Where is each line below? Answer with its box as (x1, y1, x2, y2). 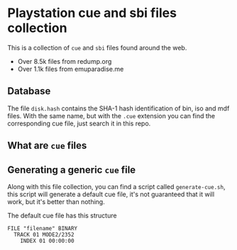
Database (7, 85, 51, 97)
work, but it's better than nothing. (7, 197, 105, 206)
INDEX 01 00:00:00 (20, 237, 75, 244)
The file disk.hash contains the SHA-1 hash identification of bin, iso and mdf (7, 104, 230, 113)
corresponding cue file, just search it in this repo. (7, 119, 151, 127)
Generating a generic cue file (7, 164, 136, 176)
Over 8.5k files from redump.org (17, 57, 112, 65)
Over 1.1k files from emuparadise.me (17, 64, 124, 73)
